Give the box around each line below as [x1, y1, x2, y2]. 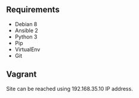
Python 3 [14, 33, 38, 40]
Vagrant [6, 69, 37, 80]
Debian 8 [14, 20, 38, 27]
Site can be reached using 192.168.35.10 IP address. [6, 85, 133, 92]
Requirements [6, 5, 60, 15]
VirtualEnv [14, 46, 41, 53]
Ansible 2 [14, 27, 39, 34]
